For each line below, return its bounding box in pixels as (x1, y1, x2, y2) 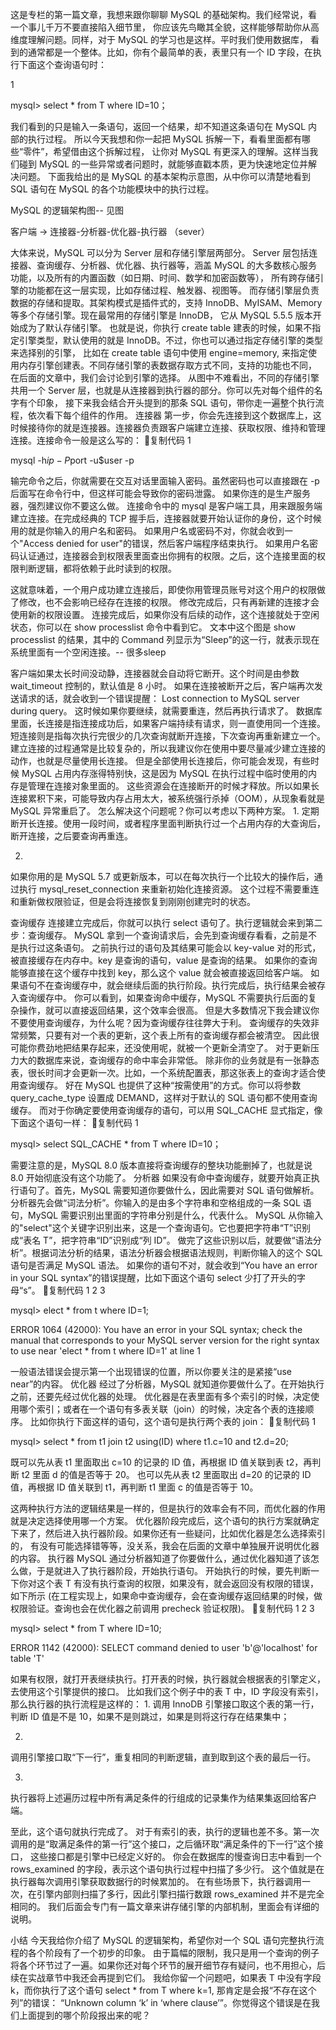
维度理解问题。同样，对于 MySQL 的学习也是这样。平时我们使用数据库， (10, 34, 309, 45)
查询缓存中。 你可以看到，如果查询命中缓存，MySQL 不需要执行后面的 (18, 992, 309, 1003)
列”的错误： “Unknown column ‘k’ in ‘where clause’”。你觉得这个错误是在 (10, 1997, 312, 2008)
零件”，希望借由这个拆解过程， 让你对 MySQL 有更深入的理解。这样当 (23, 146, 310, 157)
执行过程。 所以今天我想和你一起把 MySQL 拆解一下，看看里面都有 (27, 133, 302, 145)
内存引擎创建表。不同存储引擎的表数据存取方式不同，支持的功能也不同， (18, 359, 317, 371)
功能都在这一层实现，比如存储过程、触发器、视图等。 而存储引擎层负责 (27, 284, 320, 296)
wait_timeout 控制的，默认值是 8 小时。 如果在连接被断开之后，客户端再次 (10, 680, 315, 692)
